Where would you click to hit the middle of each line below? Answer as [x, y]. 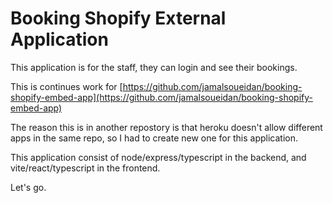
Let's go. [28, 187]
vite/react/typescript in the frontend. [85, 168]
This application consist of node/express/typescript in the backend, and [158, 157]
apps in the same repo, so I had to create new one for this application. [154, 138]
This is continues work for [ [66, 86]
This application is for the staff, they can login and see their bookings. [154, 67]
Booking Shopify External [118, 18]
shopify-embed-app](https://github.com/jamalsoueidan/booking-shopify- [161, 97]
